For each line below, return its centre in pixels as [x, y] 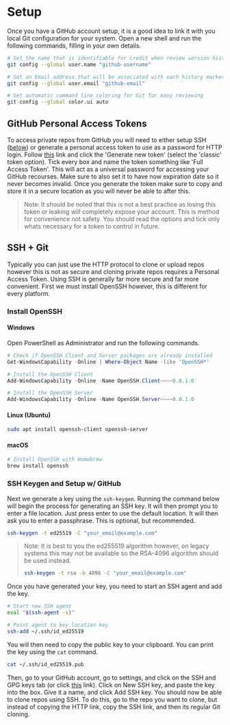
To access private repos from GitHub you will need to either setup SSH [107, 140]
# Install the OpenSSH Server [50, 393]
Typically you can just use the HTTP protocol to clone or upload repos [106, 264]
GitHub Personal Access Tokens [77, 123]
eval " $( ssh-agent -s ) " [41, 613]
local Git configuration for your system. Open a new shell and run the [104, 38]
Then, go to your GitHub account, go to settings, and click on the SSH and [112, 678]
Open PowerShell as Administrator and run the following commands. [103, 343]
